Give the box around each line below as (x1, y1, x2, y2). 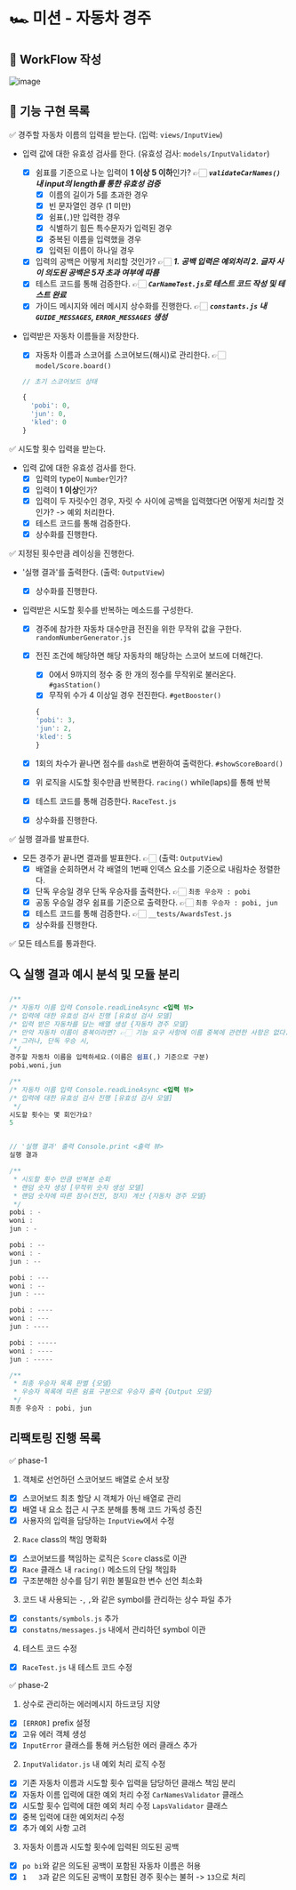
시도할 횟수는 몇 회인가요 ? (9, 1110, 92, 1119)
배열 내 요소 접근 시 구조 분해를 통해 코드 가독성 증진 (21, 1504, 203, 1515)
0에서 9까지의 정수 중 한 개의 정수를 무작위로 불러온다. (48, 669, 236, 680)
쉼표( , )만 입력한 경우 (48, 212, 121, 222)
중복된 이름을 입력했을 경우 (48, 234, 142, 245)
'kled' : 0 (30, 418, 67, 427)
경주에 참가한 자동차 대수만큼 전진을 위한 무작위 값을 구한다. (35, 623, 242, 634)
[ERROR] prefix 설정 (21, 1717, 91, 1728)
